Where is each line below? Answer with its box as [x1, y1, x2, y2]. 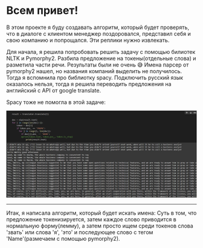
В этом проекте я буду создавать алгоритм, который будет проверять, [6, 24, 189, 31]
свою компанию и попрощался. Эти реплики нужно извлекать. [6, 36, 170, 44]
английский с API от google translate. [6, 86, 101, 94]
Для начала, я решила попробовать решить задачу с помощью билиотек [6, 48, 196, 55]
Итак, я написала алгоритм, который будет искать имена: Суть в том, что [6, 209, 197, 217]
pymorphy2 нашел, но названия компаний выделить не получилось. [6, 67, 182, 74]
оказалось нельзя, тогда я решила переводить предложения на [6, 80, 172, 88]
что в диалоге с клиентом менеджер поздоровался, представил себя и [6, 30, 192, 37]
